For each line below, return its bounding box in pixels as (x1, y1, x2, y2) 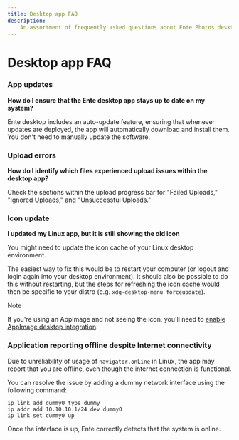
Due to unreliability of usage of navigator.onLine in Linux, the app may (7, 357, 215, 365)
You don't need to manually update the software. (7, 133, 151, 141)
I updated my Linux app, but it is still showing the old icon (7, 230, 180, 238)
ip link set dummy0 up (7, 411, 75, 419)
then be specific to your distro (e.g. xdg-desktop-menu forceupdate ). (7, 287, 206, 296)
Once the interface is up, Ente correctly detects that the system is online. (7, 424, 221, 433)
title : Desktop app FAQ (7, 10, 78, 18)
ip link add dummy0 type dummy (7, 399, 100, 406)
